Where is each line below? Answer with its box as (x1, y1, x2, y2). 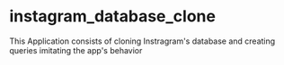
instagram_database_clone (9, 6, 216, 27)
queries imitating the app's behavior (9, 45, 143, 55)
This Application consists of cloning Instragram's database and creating (9, 36, 276, 46)
